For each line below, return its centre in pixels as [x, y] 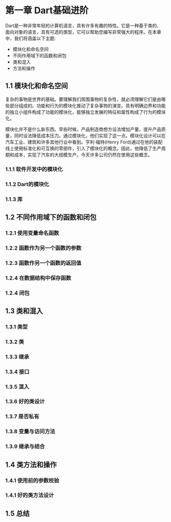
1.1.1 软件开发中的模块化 [34, 169]
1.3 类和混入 [24, 311]
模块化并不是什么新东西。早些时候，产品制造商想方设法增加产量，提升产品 [83, 129]
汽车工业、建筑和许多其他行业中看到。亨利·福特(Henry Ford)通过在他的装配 [84, 142]
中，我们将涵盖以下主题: [31, 38]
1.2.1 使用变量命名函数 [32, 233]
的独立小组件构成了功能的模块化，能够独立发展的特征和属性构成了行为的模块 [85, 112]
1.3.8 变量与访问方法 [30, 432]
